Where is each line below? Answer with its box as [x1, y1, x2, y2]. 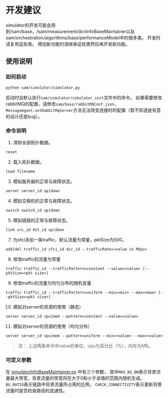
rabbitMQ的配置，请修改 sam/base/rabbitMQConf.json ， [6, 101, 119, 107]
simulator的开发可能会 [6, 22, 52, 28]
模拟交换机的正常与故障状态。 [13, 198, 75, 204]
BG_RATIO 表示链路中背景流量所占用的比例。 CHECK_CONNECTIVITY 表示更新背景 [6, 381, 162, 387]
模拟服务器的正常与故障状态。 [13, 178, 75, 184]
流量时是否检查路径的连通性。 [6, 387, 67, 394]
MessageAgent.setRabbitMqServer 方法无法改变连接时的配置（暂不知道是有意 [6, 107, 161, 113]
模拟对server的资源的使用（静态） [13, 304, 84, 310]
